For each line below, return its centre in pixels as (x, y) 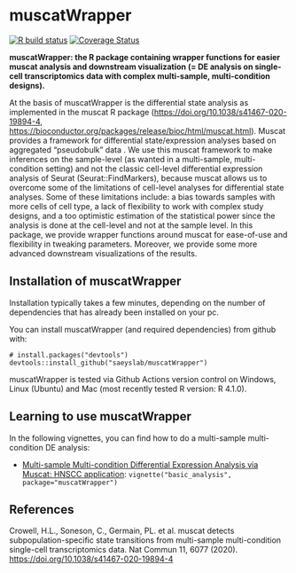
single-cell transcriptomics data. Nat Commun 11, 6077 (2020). (124, 550)
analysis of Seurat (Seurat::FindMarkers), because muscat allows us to (138, 177)
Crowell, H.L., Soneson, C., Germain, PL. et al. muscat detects (122, 531)
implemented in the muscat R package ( (82, 112)
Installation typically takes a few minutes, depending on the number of (137, 302)
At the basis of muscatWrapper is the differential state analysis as (129, 102)
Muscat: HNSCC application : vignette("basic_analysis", (127, 474)
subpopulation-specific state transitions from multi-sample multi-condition (145, 540)
